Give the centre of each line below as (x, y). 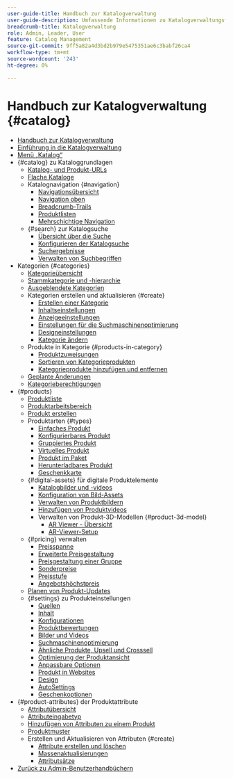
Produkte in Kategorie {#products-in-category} (95, 347)
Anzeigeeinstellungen (69, 317)
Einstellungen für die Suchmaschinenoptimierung (108, 325)
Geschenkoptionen (65, 694)
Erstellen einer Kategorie (73, 303)
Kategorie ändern (63, 339)
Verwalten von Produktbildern (80, 502)
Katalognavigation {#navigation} (74, 184)
